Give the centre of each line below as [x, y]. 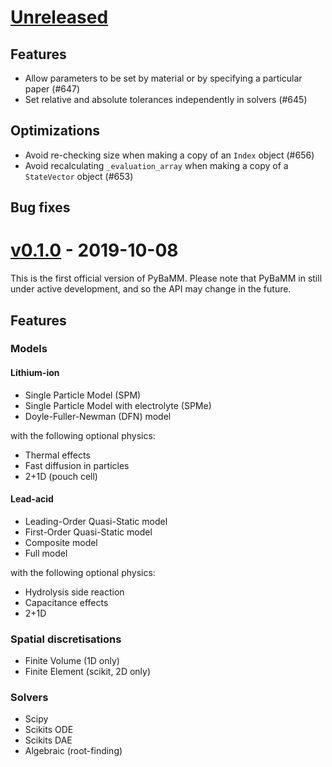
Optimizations [55, 131]
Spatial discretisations [66, 639]
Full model [46, 553]
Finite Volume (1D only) [72, 661]
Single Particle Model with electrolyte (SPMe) [118, 405]
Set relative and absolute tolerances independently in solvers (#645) [166, 99]
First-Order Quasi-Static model [88, 532]
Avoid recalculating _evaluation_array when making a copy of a [156, 165]
